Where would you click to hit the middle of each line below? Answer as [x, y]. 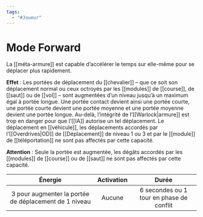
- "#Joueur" [27, 18]
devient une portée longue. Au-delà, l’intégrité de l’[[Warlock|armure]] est [98, 115]
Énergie [50, 180]
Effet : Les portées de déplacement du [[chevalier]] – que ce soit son [92, 82]
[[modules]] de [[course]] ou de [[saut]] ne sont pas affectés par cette [94, 159]
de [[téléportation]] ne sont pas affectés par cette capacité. [80, 141]
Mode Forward [44, 48]
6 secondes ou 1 [164, 190]
